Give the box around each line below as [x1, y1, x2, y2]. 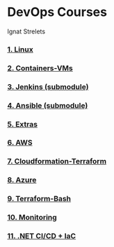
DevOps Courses [7, 4, 108, 20]
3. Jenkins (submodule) [7, 81, 89, 91]
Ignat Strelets [7, 27, 46, 35]
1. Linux [7, 45, 33, 54]
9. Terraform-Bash [7, 194, 72, 204]
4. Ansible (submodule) [7, 100, 88, 110]
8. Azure [7, 175, 37, 185]
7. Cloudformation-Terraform [7, 157, 106, 166]
